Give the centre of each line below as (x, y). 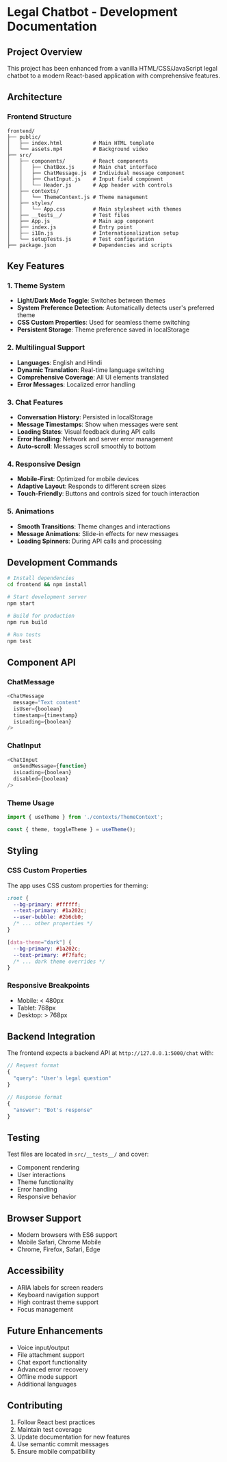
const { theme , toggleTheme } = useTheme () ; (71, 830)
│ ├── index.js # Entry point (70, 227)
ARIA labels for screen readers (60, 1287)
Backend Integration (51, 1037)
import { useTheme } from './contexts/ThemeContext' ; (85, 817)
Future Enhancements (55, 1331)
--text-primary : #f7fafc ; (50, 955)
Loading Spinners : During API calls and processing (89, 541)
